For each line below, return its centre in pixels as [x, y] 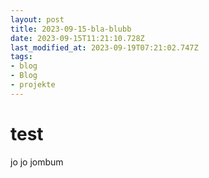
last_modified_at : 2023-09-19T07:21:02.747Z [104, 47]
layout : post [37, 19]
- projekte [33, 85]
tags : [21, 57]
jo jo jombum [37, 162]
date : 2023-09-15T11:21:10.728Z [77, 38]
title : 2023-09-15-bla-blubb [71, 29]
